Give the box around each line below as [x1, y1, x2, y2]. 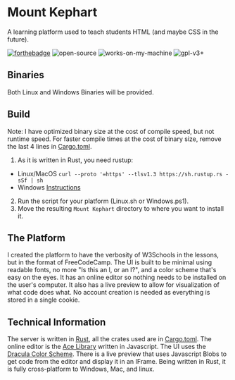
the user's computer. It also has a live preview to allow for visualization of [7, 281, 220, 289]
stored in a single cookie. [7, 295, 80, 304]
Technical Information [7, 316, 106, 328]
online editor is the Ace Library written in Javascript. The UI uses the [7, 343, 206, 351]
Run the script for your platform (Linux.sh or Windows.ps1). [17, 197, 189, 205]
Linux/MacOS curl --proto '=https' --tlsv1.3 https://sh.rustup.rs [17, 169, 223, 178]
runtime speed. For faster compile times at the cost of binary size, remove [7, 135, 222, 143]
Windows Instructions [17, 183, 81, 191]
